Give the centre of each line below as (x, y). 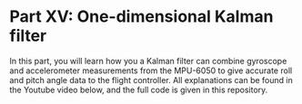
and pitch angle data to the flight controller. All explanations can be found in (151, 80)
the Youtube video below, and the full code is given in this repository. (139, 90)
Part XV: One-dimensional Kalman (141, 17)
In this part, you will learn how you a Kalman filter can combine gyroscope (148, 61)
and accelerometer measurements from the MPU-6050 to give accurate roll (151, 71)
